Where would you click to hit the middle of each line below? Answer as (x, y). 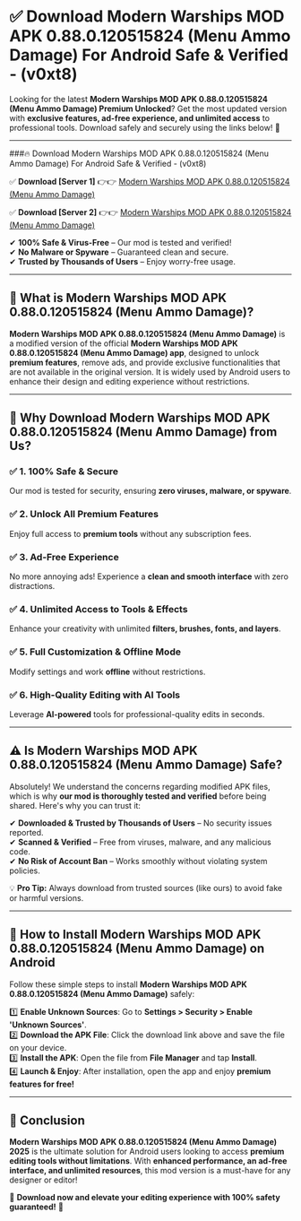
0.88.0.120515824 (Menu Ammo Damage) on (137, 949)
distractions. (32, 586)
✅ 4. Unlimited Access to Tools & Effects (99, 609)
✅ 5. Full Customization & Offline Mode (95, 652)
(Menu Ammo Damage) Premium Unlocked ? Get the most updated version (148, 108)
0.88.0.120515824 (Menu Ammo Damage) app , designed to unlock (134, 352)
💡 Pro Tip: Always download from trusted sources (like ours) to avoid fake (146, 888)
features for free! (42, 1084)
